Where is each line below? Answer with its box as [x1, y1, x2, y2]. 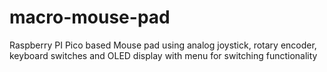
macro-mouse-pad [9, 6, 171, 29]
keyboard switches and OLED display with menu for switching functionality [9, 49, 318, 61]
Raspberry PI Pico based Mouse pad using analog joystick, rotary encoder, [9, 39, 317, 51]
